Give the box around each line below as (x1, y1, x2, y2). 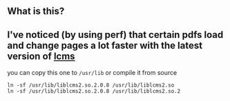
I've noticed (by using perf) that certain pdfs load (7, 29, 224, 41)
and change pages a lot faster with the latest (7, 39, 202, 51)
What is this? (7, 5, 65, 17)
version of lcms (7, 50, 75, 62)
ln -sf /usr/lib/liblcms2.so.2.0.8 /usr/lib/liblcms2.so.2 (7, 88, 181, 95)
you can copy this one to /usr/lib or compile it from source (7, 69, 178, 77)
